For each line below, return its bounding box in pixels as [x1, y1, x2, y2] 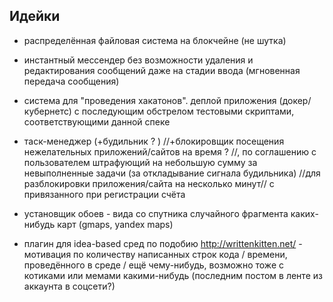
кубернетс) [23, 105, 72, 117]
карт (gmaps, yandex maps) [57, 218, 174, 230]
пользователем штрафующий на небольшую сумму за [23, 156, 258, 168]
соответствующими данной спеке [23, 115, 171, 128]
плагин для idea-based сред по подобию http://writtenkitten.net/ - [23, 237, 303, 249]
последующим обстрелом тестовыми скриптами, [81, 105, 295, 117]
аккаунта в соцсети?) [23, 280, 116, 292]
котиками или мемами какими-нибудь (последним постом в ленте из [23, 269, 323, 281]
